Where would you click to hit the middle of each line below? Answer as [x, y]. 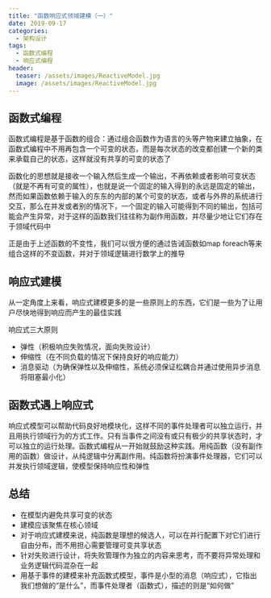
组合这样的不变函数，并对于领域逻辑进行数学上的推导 [97, 254]
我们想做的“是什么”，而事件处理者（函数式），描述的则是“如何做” [127, 585]
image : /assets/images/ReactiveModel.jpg [86, 83]
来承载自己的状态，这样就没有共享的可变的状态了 [90, 159]
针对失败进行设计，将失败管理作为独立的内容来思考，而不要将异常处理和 [140, 555]
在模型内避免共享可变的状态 [66, 515]
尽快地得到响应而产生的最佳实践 [68, 313]
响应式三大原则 [33, 330]
